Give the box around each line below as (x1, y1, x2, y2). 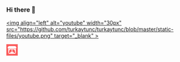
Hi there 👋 (6, 5, 36, 14)
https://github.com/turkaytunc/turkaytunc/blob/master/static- (20, 26, 174, 33)
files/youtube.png (6, 32, 50, 40)
